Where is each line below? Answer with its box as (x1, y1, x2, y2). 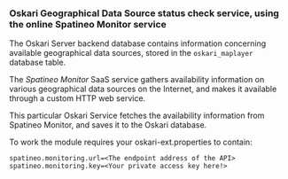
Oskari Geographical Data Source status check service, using (9, 7, 279, 19)
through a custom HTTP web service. (9, 93, 146, 104)
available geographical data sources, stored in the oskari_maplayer (9, 48, 253, 58)
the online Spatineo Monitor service (9, 18, 167, 30)
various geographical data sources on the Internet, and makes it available (9, 83, 277, 95)
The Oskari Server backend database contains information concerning (9, 38, 267, 49)
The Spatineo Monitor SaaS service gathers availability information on (9, 74, 265, 85)
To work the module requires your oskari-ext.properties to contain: (9, 136, 253, 148)
